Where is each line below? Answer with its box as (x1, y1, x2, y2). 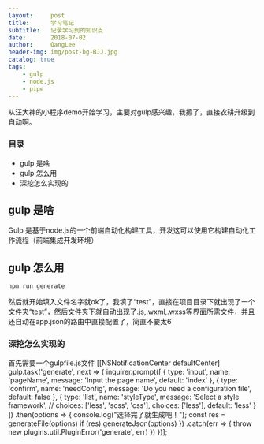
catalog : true (8, 56, 55, 64)
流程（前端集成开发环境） (14, 236, 99, 245)
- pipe (22, 84, 44, 93)
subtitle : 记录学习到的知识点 (8, 26, 104, 34)
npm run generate (8, 282, 65, 290)
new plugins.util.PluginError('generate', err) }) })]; (8, 427, 168, 436)
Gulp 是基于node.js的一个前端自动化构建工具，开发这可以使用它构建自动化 (8, 226, 250, 235)
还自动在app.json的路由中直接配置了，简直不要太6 (8, 317, 172, 326)
